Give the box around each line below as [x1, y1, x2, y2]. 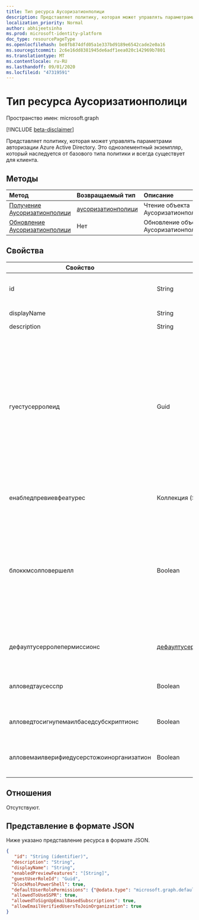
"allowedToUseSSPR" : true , [11, 892, 78, 899]
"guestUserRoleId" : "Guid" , [11, 876, 81, 881]
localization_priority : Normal [6, 20, 84, 26]
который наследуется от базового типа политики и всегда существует [6, 150, 185, 157]
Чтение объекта [143, 201, 190, 209]
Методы [6, 173, 38, 184]
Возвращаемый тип [76, 191, 136, 199]
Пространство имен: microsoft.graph [6, 114, 99, 122]
